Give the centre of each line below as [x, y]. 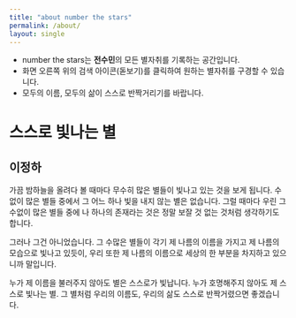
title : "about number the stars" [71, 17]
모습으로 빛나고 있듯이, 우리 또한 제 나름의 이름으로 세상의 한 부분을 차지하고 [140, 254]
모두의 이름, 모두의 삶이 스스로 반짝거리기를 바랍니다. [113, 93]
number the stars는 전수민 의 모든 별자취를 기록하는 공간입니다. [131, 60]
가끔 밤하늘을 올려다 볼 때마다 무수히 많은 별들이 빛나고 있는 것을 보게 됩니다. [141, 190]
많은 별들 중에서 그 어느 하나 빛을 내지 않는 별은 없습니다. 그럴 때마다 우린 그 [156, 201]
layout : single [37, 34]
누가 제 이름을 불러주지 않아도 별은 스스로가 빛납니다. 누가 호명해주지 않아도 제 [144, 283]
